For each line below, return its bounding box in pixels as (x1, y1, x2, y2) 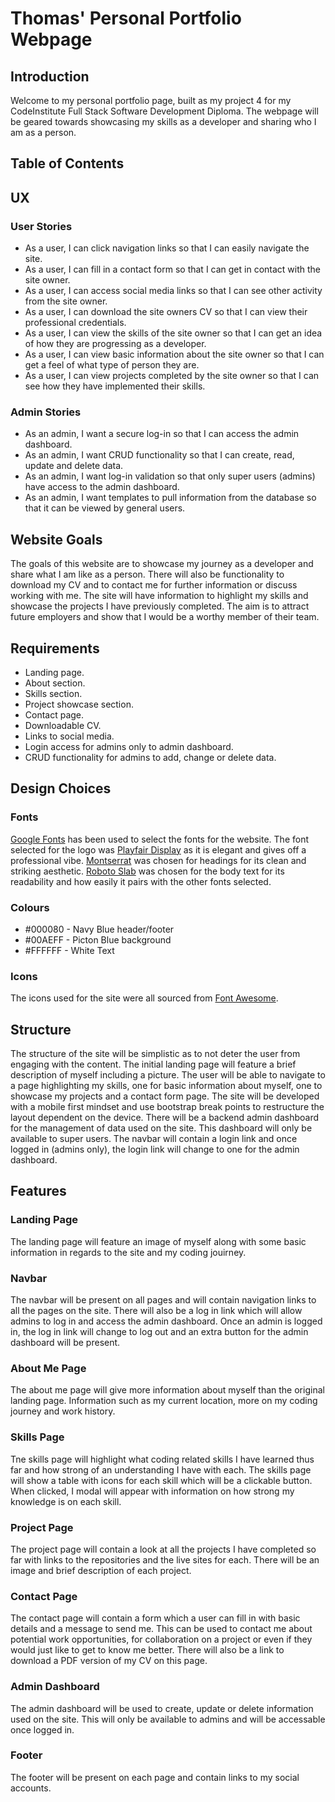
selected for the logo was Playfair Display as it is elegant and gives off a (10, 843, 307, 856)
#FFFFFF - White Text (24, 944, 115, 956)
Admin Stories (10, 405, 82, 419)
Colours (10, 900, 50, 914)
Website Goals (10, 531, 103, 548)
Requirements (10, 640, 100, 657)
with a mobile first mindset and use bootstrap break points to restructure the (10, 1101, 325, 1113)
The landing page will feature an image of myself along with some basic (10, 1235, 307, 1247)
